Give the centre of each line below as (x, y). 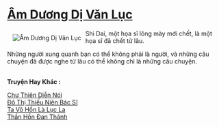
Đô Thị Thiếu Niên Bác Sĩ (42, 102)
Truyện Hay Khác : (34, 81)
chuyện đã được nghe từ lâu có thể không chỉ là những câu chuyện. (102, 61)
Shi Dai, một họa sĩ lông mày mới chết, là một (149, 33)
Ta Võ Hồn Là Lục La (36, 109)
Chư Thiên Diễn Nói (35, 95)
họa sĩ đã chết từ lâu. (115, 40)
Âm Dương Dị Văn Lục (70, 15)
